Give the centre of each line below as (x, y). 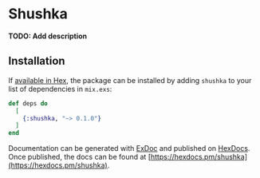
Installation (37, 61)
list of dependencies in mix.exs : (60, 89)
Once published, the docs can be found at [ (80, 157)
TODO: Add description (48, 36)
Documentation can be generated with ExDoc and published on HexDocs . (129, 148)
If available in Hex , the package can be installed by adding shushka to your (130, 80)
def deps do (28, 103)
